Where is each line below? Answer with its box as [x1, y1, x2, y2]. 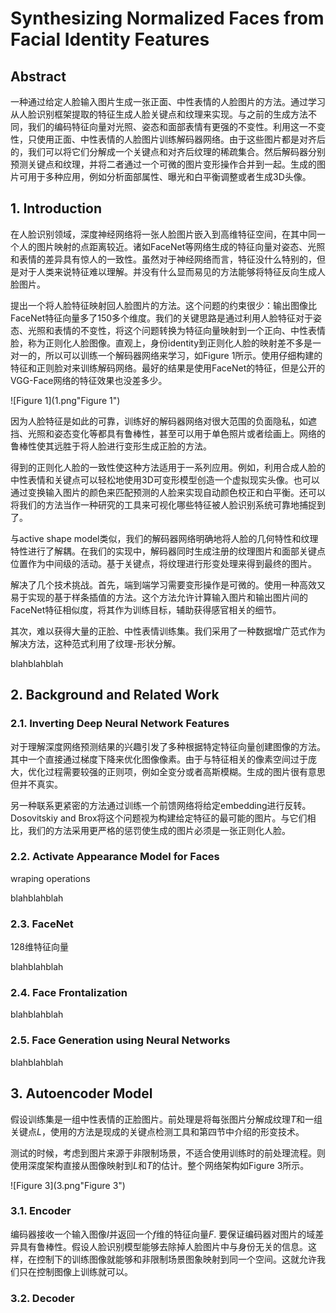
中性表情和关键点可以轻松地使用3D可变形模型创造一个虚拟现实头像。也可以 [10, 473, 320, 486]
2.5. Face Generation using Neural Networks [10, 1033, 231, 1047]
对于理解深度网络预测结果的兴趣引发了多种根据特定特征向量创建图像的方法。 [10, 740, 326, 752]
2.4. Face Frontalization [10, 986, 128, 1000]
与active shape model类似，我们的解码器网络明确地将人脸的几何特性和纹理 [10, 532, 319, 544]
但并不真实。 [10, 778, 63, 790]
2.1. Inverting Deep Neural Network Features [10, 717, 230, 731]
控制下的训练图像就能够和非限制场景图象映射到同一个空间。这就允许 [36, 1253, 317, 1265]
